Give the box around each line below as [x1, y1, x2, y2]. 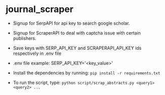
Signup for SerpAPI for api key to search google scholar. [13, 20, 130, 26]
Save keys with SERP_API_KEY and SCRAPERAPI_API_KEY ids [13, 45, 142, 51]
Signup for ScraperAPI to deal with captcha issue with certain [13, 30, 141, 36]
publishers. [13, 35, 37, 41]
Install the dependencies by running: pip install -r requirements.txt [13, 69, 160, 76]
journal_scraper [6, 4, 74, 15]
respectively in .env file [13, 50, 62, 56]
